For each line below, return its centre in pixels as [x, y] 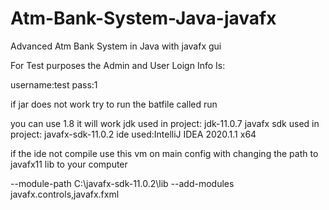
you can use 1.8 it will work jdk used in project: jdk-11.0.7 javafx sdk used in [165, 123]
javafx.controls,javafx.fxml [65, 194]
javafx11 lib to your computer [69, 164]
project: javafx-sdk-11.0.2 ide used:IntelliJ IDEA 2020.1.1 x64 [133, 134]
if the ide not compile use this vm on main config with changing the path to [164, 153]
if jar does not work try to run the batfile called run [114, 104]
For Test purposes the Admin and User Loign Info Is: [118, 65]
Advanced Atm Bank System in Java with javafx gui [116, 46]
